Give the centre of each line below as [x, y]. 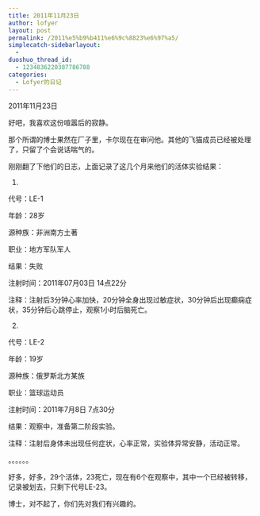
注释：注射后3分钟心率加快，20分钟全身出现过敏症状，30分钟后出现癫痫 [127, 299]
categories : [28, 75]
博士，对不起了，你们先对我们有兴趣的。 [74, 503]
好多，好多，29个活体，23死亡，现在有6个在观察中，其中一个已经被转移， [130, 476]
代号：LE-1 [26, 198]
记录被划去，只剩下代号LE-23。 [60, 487]
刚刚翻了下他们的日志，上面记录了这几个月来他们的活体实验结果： [116, 166]
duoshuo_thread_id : [40, 60]
